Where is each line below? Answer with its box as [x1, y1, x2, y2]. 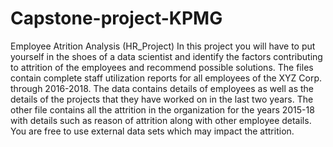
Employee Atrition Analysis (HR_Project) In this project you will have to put [10, 40, 316, 52]
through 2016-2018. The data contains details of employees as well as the [10, 82, 315, 94]
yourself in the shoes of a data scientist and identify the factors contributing [10, 50, 323, 62]
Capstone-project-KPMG [10, 7, 223, 30]
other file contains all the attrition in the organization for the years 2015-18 [10, 103, 315, 116]
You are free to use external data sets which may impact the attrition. [10, 125, 295, 137]
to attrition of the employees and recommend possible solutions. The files [10, 61, 314, 73]
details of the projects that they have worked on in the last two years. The [10, 93, 314, 105]
